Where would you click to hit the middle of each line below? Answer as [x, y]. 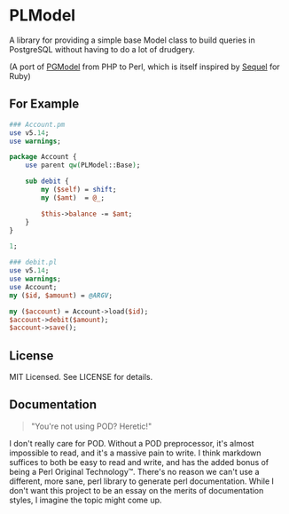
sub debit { [47, 182]
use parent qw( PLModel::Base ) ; [83, 165]
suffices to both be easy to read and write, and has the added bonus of [139, 462]
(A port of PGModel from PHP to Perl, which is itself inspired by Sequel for [145, 67]
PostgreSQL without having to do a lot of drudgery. [102, 49]
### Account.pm [37, 124]
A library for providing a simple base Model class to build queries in [132, 40]
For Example [44, 104]
